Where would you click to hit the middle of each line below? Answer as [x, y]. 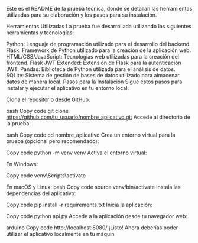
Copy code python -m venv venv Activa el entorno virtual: [77, 153]
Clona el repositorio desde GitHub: [48, 99]
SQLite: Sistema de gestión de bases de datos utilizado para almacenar [93, 75]
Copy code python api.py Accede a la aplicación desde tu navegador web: [97, 216]
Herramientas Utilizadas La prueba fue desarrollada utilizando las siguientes [99, 26]
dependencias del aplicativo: [41, 193]
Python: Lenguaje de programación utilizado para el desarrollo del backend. [98, 44]
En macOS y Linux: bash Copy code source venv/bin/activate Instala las [93, 187]
